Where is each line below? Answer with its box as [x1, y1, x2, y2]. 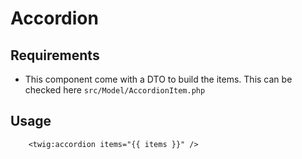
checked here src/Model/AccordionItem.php [24, 84, 206, 96]
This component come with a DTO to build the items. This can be [24, 73, 293, 85]
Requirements [10, 47, 100, 64]
